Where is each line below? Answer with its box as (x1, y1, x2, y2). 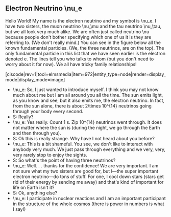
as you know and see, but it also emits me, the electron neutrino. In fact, (12, 97, 165, 103)
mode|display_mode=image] (5, 76, 65, 82)
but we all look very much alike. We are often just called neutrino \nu (5, 28, 150, 35)
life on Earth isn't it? (12, 184, 55, 190)
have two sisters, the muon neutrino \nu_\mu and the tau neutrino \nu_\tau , (5, 23, 162, 29)
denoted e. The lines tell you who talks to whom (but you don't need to (5, 56, 154, 62)
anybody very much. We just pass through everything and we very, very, (12, 146, 166, 153)
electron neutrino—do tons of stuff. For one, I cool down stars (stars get (12, 173, 164, 180)
